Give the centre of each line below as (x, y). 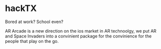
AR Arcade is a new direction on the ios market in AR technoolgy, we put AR (81, 31)
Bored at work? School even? (34, 22)
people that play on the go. (32, 41)
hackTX (21, 8)
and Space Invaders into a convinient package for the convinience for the (78, 36)
